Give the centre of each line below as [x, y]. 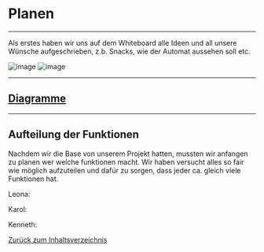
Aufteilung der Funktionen [74, 135]
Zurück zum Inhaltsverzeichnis [58, 239]
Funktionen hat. [33, 179]
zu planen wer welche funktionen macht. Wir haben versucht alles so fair [126, 161]
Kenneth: [23, 224]
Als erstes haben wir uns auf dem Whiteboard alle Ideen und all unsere [123, 43]
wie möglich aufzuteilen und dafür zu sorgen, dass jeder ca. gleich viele [125, 170]
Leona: [19, 194]
